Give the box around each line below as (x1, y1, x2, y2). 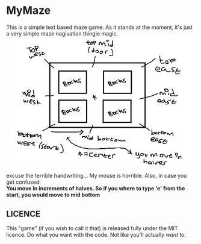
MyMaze (6, 4, 51, 17)
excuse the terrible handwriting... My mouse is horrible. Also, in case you (6, 172, 187, 180)
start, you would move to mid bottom (6, 191, 100, 199)
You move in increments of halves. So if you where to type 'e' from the (6, 185, 185, 192)
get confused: (6, 178, 41, 186)
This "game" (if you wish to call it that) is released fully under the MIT (6, 225, 179, 232)
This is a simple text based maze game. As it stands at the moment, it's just (6, 23, 193, 31)
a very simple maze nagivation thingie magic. (6, 30, 119, 37)
